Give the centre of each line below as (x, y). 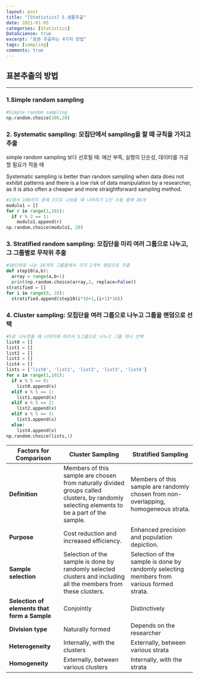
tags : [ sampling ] (28, 45)
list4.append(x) (37, 430)
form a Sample (30, 615)
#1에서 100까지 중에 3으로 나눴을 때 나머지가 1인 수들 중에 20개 (76, 200)
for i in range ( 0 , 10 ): (36, 293)
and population (152, 537)
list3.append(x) (37, 419)
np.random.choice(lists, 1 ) (39, 436)
